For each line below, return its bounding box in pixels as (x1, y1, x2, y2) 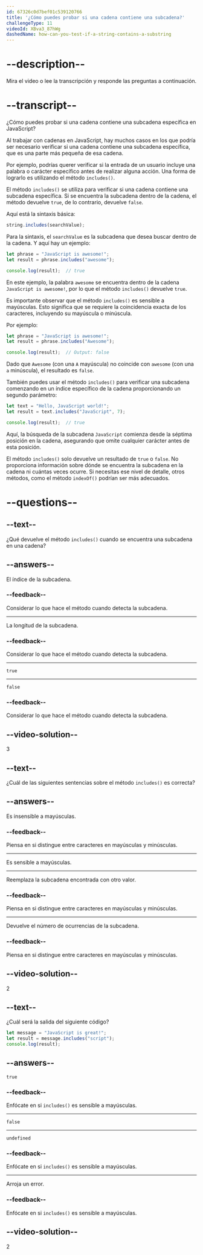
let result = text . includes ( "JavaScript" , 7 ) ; (6, 409, 126, 415)
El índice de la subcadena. (6, 576, 72, 583)
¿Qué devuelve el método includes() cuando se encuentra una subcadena (6, 536, 193, 543)
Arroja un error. (6, 1180, 44, 1188)
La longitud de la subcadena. (6, 621, 79, 629)
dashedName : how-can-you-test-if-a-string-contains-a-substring (6, 31, 172, 37)
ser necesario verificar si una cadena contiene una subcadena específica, (6, 143, 190, 150)
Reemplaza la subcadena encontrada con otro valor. (6, 876, 136, 883)
